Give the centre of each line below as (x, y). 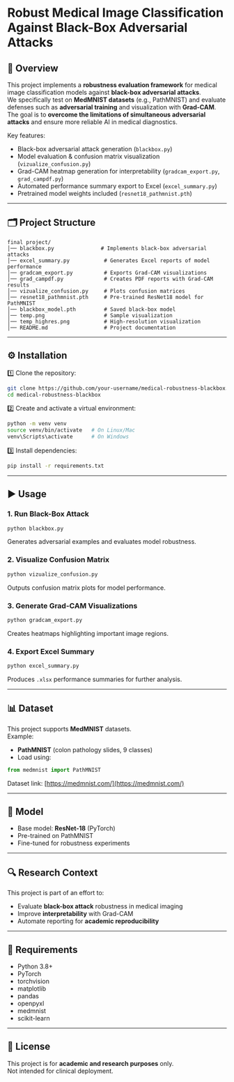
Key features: (26, 135)
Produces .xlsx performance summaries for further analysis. (95, 679)
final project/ (29, 242)
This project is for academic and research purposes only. (91, 1063)
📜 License (29, 1047)
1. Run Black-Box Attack (48, 514)
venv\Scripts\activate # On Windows (68, 437)
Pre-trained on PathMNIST (55, 836)
